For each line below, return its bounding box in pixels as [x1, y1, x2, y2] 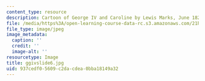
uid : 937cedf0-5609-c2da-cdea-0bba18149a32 [6, 65, 119, 72]
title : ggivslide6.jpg [6, 60, 64, 66]
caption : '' [12, 37, 43, 43]
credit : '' [12, 43, 40, 49]
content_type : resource [6, 9, 67, 15]
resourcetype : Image [6, 54, 59, 60]
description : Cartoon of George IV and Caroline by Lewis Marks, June [6, 15, 190, 21]
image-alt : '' [12, 49, 48, 55]
